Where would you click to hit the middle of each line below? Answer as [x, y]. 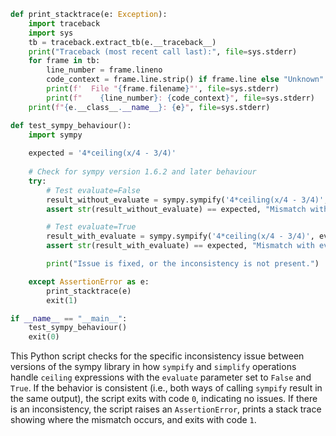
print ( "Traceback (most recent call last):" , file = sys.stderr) [163, 51]
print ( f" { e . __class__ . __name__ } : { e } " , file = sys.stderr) [149, 107]
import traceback [64, 23]
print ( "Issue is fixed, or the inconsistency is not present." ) [183, 264]
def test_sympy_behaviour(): [71, 125]
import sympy [55, 135]
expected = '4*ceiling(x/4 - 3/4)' [102, 153]
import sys [51, 33]
